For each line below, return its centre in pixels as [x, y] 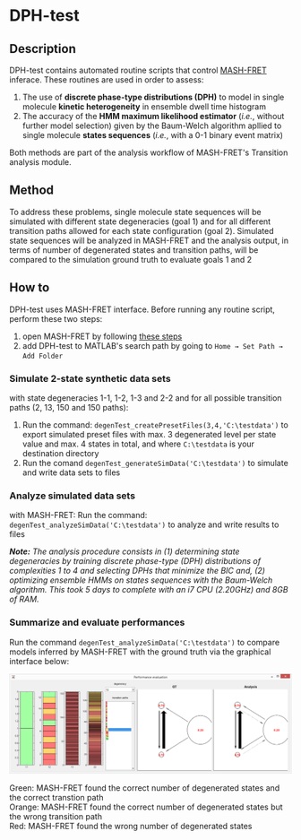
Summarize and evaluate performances [97, 622]
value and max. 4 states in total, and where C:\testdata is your [138, 444]
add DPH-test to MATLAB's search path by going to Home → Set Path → [153, 345]
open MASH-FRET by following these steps [102, 336]
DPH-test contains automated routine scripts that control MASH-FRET [138, 70]
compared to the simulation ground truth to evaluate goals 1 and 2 [131, 259]
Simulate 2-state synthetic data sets [90, 378]
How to [30, 288]
